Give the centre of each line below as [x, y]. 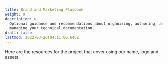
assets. [12, 57]
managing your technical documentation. [52, 28]
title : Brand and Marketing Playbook [44, 10]
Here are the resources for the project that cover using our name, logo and [82, 52]
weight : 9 [15, 14]
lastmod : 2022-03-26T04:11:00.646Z [42, 38]
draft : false [19, 33]
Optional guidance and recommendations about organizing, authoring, [83, 24]
